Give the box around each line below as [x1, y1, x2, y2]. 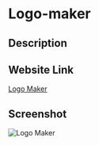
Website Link [8, 63, 74, 76]
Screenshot [8, 107, 67, 120]
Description [8, 36, 67, 50]
